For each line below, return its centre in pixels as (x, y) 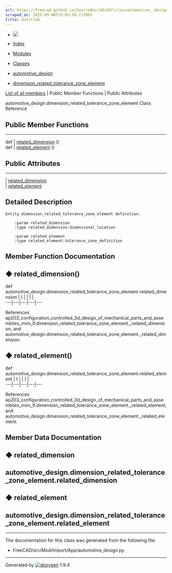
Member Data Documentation (53, 438)
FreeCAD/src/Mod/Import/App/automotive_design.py (68, 550)
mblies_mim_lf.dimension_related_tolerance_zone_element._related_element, (86, 405)
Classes (21, 63)
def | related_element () (30, 147)
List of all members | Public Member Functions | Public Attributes (74, 93)
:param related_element (40, 236)
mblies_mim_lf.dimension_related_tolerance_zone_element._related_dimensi (85, 324)
